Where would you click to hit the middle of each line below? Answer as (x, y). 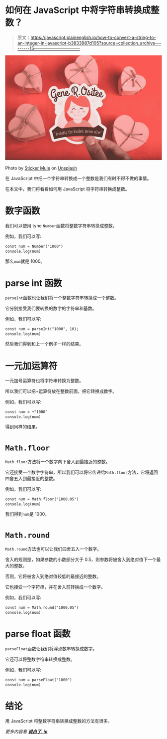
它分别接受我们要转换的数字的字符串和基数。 (51, 308)
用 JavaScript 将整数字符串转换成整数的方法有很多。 (59, 721)
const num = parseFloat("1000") (39, 680)
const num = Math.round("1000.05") (42, 608)
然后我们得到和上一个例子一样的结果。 (44, 344)
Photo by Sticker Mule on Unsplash (41, 168)
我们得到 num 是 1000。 (27, 514)
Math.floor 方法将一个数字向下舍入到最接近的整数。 (58, 462)
